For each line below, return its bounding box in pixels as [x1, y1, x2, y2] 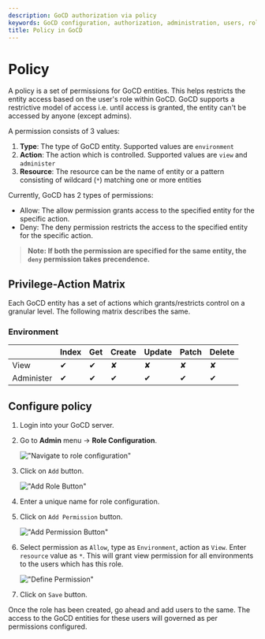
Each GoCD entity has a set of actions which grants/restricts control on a [8, 299, 245, 308]
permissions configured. [8, 622, 88, 631]
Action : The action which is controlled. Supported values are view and [19, 150, 248, 160]
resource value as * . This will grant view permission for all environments [19, 551, 254, 560]
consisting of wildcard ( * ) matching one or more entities [19, 175, 202, 185]
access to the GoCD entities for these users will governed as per [8, 614, 218, 623]
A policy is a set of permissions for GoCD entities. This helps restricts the [8, 86, 246, 95]
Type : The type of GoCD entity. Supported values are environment [19, 142, 234, 151]
